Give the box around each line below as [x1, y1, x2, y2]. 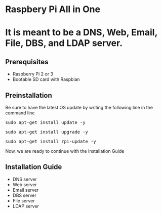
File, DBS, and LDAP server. [5, 37, 123, 49]
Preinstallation [5, 91, 52, 100]
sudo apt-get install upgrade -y [5, 129, 89, 135]
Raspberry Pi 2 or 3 [12, 71, 54, 77]
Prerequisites [5, 57, 49, 66]
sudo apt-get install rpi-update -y [5, 139, 96, 144]
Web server [12, 181, 37, 188]
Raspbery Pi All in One [5, 4, 100, 15]
